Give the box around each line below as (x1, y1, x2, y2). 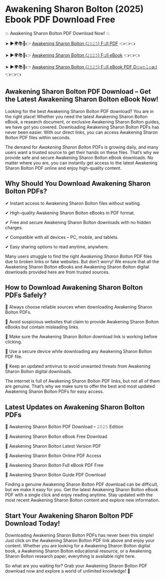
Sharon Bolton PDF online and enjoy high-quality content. (5, 165, 122, 171)
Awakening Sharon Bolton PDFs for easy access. (5, 388, 104, 394)
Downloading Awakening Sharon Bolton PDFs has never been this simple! (5, 532, 154, 538)
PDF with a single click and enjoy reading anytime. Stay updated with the (5, 492, 153, 498)
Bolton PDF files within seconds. (5, 134, 71, 140)
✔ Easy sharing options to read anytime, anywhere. (5, 243, 109, 250)
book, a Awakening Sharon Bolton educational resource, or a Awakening (5, 548, 152, 554)
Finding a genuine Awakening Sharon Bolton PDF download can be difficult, (5, 481, 159, 487)
